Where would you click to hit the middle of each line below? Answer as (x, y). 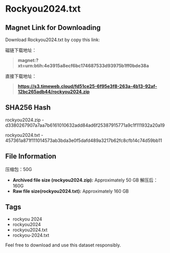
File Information (31, 156)
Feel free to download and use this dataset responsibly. (63, 245)
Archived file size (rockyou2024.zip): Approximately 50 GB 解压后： (85, 180)
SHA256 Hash (28, 108)
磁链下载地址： (21, 50)
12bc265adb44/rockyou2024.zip (54, 92)
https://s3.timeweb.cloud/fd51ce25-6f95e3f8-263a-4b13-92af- (87, 86)
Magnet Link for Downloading (53, 28)
